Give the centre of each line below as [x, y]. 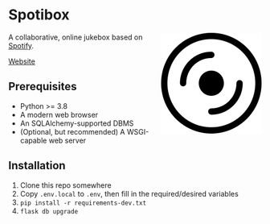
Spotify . [21, 45]
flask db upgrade [49, 211]
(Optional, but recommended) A [72, 131]
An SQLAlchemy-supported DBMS [77, 123]
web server [67, 140]
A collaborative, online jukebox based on [76, 37]
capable [33, 140]
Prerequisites [43, 87]
